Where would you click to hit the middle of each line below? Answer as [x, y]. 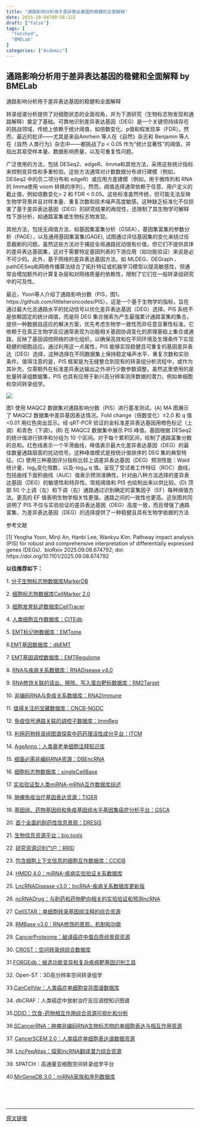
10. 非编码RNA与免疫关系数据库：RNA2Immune [64, 695]
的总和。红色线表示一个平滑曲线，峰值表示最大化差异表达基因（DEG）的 [95, 445]
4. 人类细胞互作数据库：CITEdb [45, 619]
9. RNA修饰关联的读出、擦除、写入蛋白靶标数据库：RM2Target [83, 683]
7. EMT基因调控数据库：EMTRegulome [53, 657]
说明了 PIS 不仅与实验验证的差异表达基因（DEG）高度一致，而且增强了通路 [98, 505]
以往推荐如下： [24, 568]
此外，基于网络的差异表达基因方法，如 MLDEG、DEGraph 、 [106, 259]
